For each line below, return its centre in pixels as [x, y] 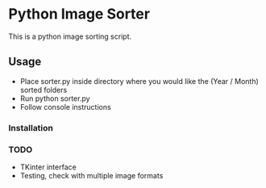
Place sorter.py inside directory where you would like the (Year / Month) [139, 81]
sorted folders [44, 90]
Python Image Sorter [79, 14]
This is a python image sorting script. [70, 36]
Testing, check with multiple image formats [91, 175]
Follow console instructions [65, 107]
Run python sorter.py [55, 98]
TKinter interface [48, 167]
